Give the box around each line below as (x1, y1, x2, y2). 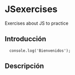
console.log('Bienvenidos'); (9, 48, 71, 53)
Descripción (5, 62, 44, 70)
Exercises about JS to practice (5, 20, 69, 26)
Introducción (5, 35, 47, 43)
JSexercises (5, 4, 58, 15)
